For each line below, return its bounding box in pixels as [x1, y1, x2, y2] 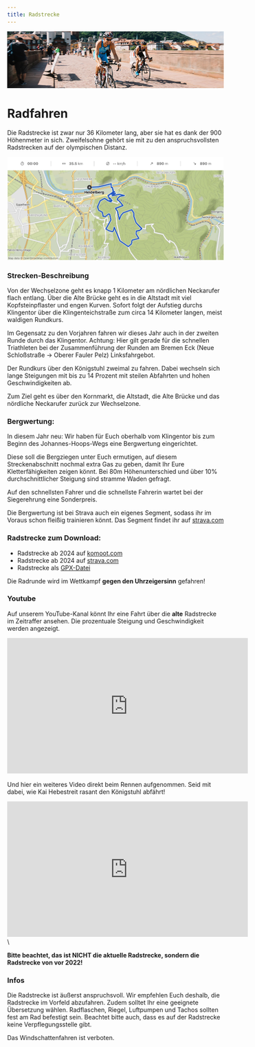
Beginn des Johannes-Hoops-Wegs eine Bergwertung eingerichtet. [7, 440, 198, 448]
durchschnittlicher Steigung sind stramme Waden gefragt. [7, 475, 172, 483]
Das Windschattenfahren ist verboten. [7, 1034, 115, 1042]
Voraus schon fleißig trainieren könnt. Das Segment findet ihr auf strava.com [7, 516, 224, 524]
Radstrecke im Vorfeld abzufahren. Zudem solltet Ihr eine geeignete [7, 998, 199, 1007]
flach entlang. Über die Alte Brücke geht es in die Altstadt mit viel [7, 293, 192, 302]
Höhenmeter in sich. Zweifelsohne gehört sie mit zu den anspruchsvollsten [7, 136, 219, 144]
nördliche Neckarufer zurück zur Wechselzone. [7, 399, 141, 407]
